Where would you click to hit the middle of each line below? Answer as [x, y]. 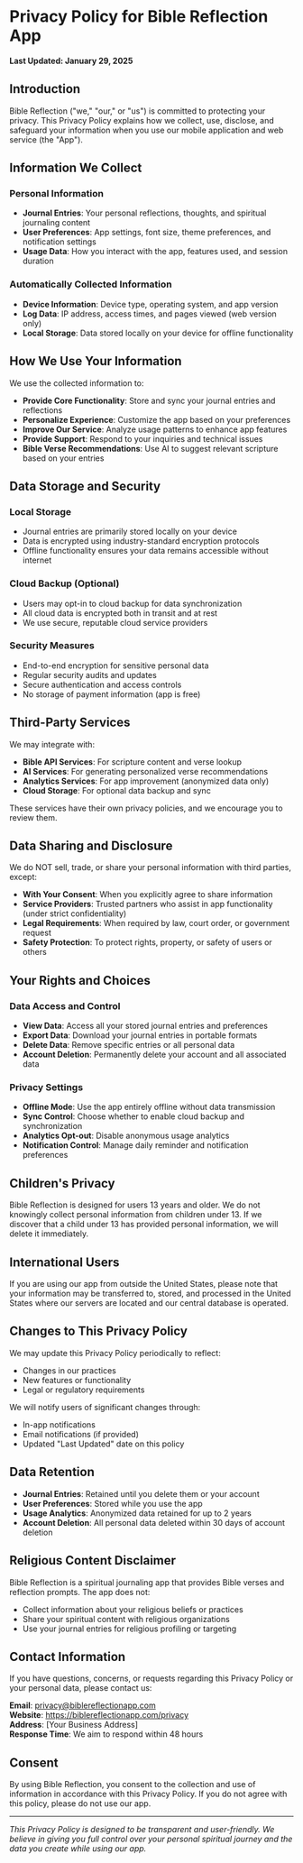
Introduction [45, 89]
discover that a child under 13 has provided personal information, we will [144, 1225]
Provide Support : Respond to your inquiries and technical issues [142, 438]
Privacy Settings [46, 1088]
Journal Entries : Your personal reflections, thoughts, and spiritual [144, 213]
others [34, 952]
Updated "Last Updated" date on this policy [103, 1444]
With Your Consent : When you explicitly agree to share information [147, 895]
